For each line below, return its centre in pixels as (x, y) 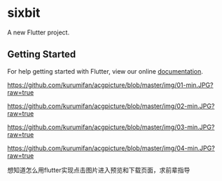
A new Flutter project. (39, 32)
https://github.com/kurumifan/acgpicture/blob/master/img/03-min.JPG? (111, 127)
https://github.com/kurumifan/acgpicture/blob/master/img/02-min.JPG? (111, 106)
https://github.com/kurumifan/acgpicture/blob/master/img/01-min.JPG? (110, 85)
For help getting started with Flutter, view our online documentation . (105, 71)
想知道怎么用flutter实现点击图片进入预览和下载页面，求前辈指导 (99, 170)
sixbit (24, 13)
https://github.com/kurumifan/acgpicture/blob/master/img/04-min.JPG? (111, 148)
